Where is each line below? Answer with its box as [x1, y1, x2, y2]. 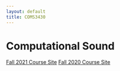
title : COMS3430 [6, 14, 46, 20]
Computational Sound [6, 39, 115, 53]
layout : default [6, 8, 46, 15]
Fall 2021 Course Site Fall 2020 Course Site [6, 59, 111, 66]
